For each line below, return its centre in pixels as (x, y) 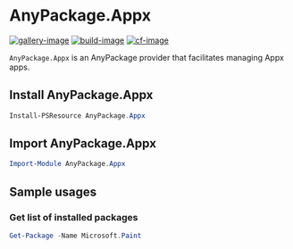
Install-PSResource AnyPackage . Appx (77, 116)
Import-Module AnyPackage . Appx (67, 164)
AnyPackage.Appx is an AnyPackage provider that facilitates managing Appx (146, 57)
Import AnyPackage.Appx (83, 144)
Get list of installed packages (74, 217)
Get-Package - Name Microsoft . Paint (75, 236)
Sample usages (53, 191)
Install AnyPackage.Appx (81, 95)
